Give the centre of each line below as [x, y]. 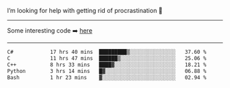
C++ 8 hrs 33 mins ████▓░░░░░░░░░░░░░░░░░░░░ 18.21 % [107, 65]
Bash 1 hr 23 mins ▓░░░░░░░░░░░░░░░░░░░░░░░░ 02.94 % [107, 77]
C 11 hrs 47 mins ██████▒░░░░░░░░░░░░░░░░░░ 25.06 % [107, 58]
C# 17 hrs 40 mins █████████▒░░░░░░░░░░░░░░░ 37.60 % [107, 52]
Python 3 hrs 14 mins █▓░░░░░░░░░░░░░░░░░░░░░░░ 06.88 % [107, 71]
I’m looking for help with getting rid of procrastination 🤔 [85, 11]
